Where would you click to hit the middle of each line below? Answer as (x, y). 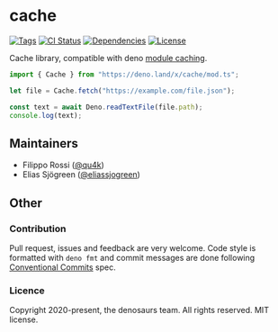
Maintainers (44, 144)
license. (24, 319)
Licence (27, 291)
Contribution (38, 229)
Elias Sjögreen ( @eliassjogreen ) (81, 175)
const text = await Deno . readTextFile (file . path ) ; (106, 107)
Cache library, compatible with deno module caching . (108, 58)
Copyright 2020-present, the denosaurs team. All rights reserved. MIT (139, 310)
